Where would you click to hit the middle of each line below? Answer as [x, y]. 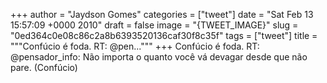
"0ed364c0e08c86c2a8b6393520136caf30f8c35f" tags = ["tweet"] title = [164, 35]
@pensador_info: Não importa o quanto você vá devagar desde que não [159, 57]
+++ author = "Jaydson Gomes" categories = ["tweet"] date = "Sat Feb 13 [162, 14]
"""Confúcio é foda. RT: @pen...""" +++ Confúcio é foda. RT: [135, 46]
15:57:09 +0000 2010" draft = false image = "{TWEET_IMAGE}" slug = [154, 25]
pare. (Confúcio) [44, 67]
